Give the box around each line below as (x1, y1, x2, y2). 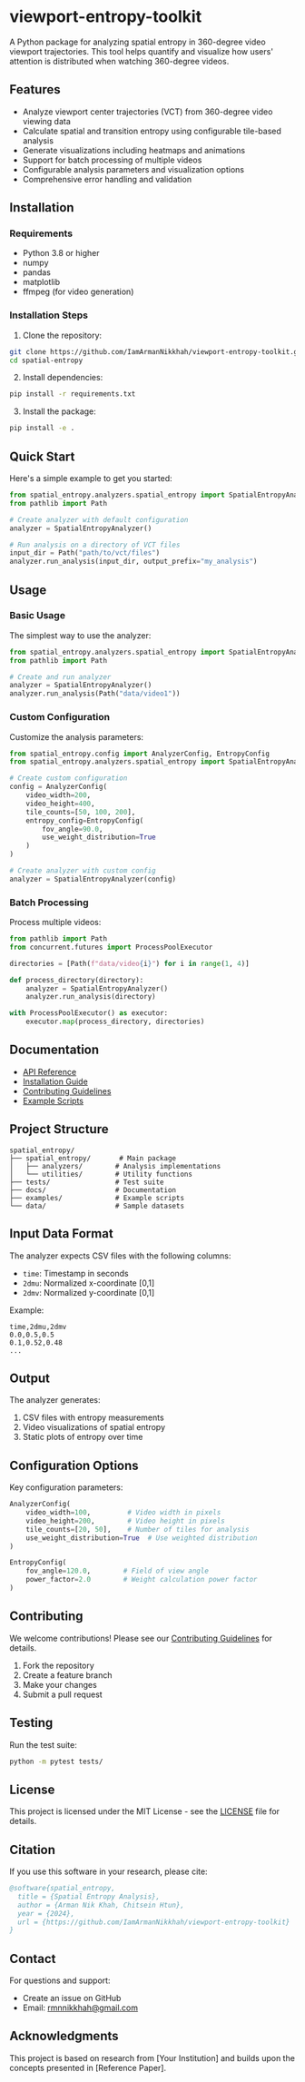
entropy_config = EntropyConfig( (25, 815, 144, 825)
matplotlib (22, 277, 61, 288)
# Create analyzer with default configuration (9, 515, 189, 524)
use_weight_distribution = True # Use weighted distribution (25, 1533, 258, 1543)
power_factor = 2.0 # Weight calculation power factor (25, 1575, 258, 1584)
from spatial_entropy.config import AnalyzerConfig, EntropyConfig (9, 749, 271, 758)
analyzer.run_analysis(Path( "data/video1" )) (9, 689, 181, 698)
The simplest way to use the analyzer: (9, 629, 152, 641)
